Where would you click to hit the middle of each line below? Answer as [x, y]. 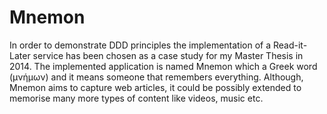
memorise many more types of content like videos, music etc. [136, 98]
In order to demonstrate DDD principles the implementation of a [140, 45]
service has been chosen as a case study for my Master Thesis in [168, 55]
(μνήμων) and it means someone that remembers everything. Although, [156, 77]
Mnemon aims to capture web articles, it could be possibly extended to [155, 87]
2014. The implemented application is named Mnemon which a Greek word [163, 66]
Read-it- [290, 45]
